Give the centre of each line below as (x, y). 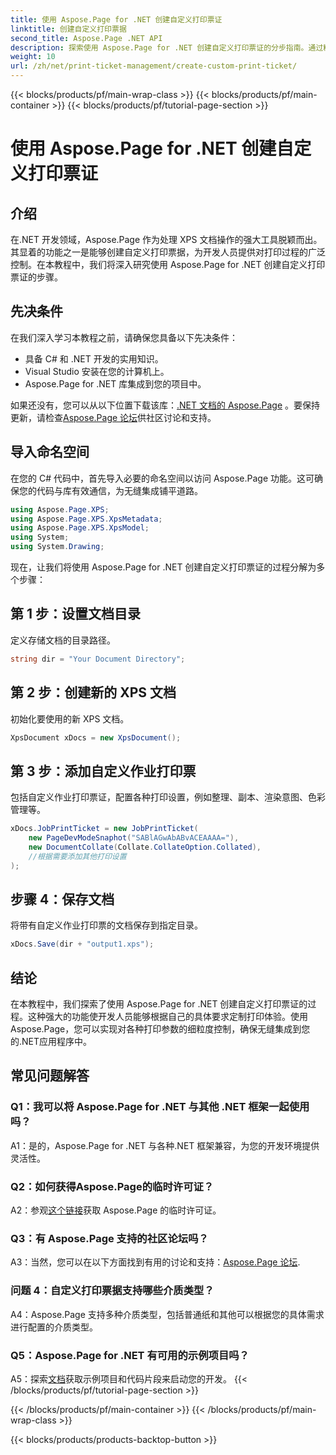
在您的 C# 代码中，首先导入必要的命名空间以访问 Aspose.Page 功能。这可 (162, 478)
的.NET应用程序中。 (51, 1042)
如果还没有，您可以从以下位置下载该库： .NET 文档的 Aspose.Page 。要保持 (165, 405)
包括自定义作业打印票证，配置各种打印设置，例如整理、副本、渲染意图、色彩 (168, 797)
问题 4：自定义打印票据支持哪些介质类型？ (112, 1291)
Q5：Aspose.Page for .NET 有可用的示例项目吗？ (130, 1355)
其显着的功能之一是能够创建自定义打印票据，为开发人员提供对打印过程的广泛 (168, 252)
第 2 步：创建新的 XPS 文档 (93, 692)
